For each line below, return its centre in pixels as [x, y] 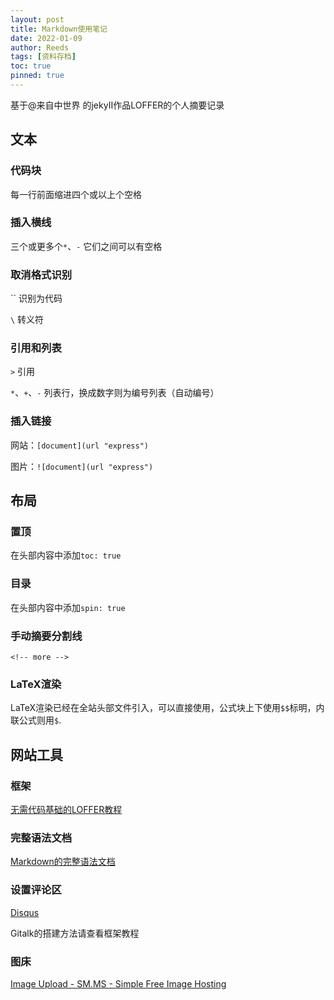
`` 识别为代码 [36, 298]
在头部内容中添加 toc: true [66, 555]
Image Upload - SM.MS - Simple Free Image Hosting [118, 983]
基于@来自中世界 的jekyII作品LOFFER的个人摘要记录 [117, 105]
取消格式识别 [41, 274]
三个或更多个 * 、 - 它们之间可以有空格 [86, 246]
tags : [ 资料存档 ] [43, 57]
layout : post [37, 19]
